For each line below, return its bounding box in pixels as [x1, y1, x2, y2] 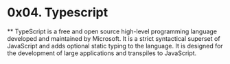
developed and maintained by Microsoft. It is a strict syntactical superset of [7, 34, 221, 42]
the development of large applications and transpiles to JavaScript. [7, 49, 197, 57]
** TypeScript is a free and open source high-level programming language [7, 27, 218, 35]
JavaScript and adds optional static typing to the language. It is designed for [7, 42, 223, 50]
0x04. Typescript [7, 5, 108, 20]
